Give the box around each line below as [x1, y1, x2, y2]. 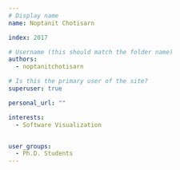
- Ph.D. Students [15, 149, 74, 158]
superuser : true [8, 85, 62, 93]
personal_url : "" [8, 99, 66, 107]
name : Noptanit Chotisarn [8, 19, 94, 27]
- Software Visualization [15, 121, 102, 128]
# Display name [8, 11, 59, 20]
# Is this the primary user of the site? [8, 77, 149, 85]
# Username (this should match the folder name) [8, 48, 174, 56]
